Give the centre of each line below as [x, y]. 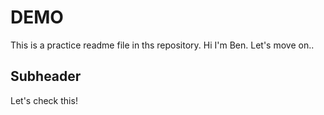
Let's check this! [44, 100]
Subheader [46, 76]
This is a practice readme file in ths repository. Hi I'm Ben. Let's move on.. [162, 45]
